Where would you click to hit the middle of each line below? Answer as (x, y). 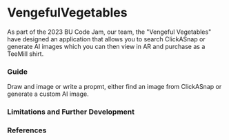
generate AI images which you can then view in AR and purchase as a (106, 46)
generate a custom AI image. (48, 94)
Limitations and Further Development (71, 112)
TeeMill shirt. (26, 54)
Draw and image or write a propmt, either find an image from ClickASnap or (114, 87)
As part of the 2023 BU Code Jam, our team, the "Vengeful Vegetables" (109, 32)
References (27, 130)
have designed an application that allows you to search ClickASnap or (106, 39)
